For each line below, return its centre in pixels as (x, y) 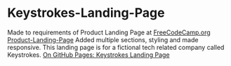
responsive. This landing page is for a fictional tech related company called (116, 47)
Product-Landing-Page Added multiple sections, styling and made (103, 39)
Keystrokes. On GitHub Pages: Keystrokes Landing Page (88, 55)
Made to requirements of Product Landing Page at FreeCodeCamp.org (109, 32)
